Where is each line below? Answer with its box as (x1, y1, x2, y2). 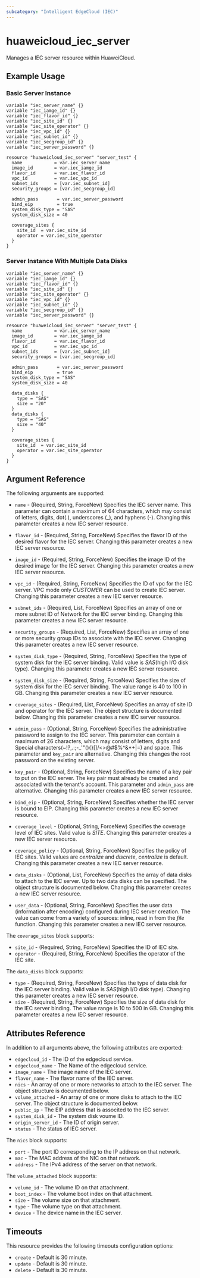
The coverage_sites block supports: (6, 932, 95, 939)
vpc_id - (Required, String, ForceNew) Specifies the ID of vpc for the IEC (14, 580, 193, 587)
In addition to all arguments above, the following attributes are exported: (6, 1044, 183, 1051)
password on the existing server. (14, 757, 95, 764)
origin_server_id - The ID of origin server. (14, 1119, 120, 1126)
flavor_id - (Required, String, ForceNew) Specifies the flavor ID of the (14, 532, 187, 539)
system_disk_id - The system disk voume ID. (14, 1113, 124, 1120)
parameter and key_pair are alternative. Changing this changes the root (14, 750, 190, 757)
